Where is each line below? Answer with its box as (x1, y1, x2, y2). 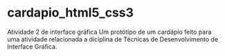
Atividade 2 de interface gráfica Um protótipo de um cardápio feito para (7, 28, 212, 36)
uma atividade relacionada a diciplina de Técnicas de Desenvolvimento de (7, 35, 219, 43)
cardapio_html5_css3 (7, 5, 134, 21)
